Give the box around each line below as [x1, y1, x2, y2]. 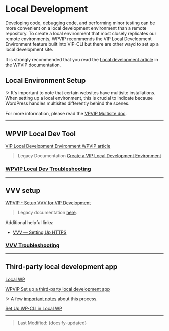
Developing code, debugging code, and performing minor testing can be [5, 20, 155, 26]
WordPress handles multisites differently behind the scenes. [5, 100, 130, 106]
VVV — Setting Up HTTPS [12, 229, 67, 235]
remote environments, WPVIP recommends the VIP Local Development [5, 36, 152, 42]
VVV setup [5, 186, 40, 195]
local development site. [5, 46, 54, 52]
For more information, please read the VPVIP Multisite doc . [5, 110, 127, 116]
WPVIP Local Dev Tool [5, 130, 76, 138]
